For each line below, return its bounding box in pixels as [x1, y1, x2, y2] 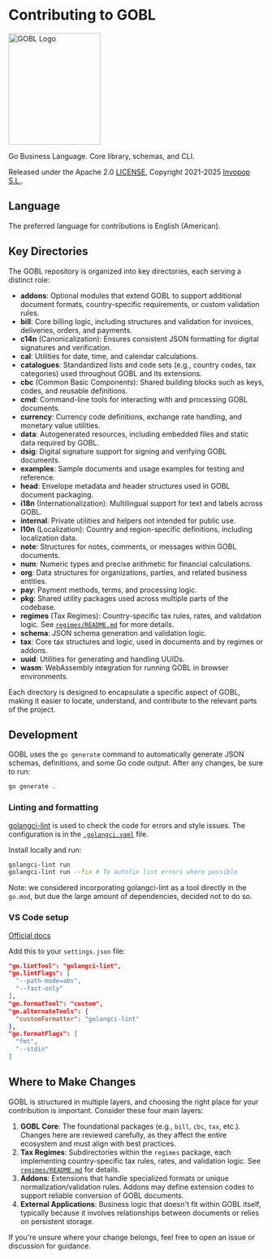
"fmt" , [15, 1037, 38, 1046]
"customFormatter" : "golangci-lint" [15, 1015, 140, 1023]
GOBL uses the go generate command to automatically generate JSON [8, 749, 245, 759]
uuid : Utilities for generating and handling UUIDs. [19, 654, 185, 664]
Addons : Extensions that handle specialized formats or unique [19, 1173, 229, 1182]
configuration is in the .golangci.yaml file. [8, 829, 149, 839]
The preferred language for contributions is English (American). [8, 221, 221, 230]
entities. [19, 576, 47, 586]
